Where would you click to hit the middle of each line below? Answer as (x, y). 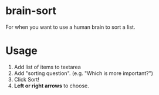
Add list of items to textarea (48, 67)
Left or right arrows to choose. (51, 86)
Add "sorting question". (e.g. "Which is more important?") (84, 73)
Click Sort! (26, 79)
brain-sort (31, 11)
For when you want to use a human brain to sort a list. (70, 27)
